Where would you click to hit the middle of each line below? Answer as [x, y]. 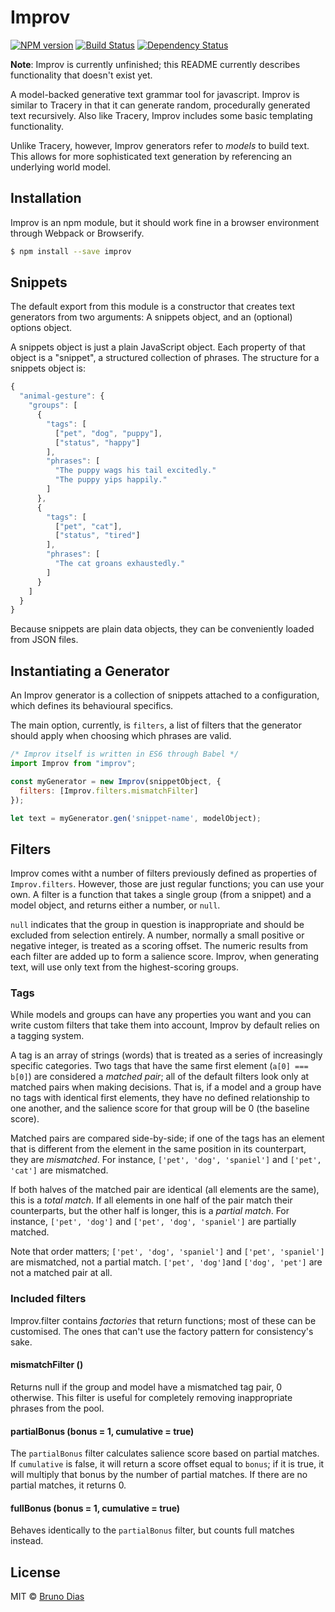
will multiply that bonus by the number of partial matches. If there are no [159, 1475]
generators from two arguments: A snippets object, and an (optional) [151, 317]
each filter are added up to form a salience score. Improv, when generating [164, 957]
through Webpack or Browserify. [77, 233]
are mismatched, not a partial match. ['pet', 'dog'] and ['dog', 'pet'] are [166, 1262]
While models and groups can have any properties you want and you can [161, 1015]
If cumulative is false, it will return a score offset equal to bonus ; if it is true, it [167, 1464]
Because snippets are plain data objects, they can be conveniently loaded [162, 629]
